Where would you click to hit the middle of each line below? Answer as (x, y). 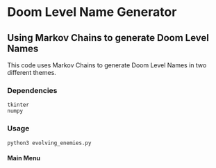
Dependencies (32, 90)
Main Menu (24, 158)
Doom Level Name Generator (92, 12)
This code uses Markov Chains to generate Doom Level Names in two (107, 65)
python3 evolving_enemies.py (49, 143)
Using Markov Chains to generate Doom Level (108, 38)
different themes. (32, 73)
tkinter (18, 105)
